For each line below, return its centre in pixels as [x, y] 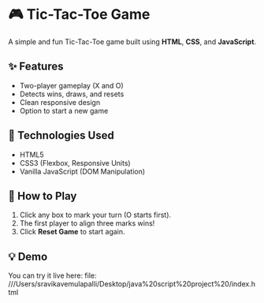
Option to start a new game [64, 110]
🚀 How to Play [43, 196]
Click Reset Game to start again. [72, 232]
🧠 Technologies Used [61, 135]
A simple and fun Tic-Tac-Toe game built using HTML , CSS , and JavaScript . [132, 41]
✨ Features [36, 67]
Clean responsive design [60, 102]
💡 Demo [28, 256]
